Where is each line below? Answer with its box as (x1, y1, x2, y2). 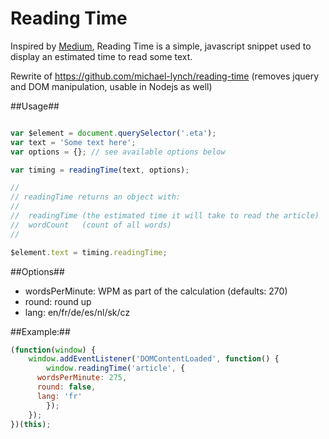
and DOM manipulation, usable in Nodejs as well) (10, 80, 213, 92)
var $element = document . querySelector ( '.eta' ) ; (10, 128, 217, 138)
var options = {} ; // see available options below (10, 147, 226, 157)
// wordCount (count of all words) (10, 220, 172, 230)
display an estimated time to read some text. (10, 50, 193, 62)
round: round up (24, 295, 92, 307)
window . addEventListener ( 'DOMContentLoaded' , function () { (28, 354, 280, 364)
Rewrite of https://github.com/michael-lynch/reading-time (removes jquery (10, 70, 320, 82)
